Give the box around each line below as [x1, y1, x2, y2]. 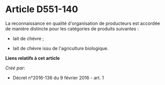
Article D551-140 [5, 4, 78, 15]
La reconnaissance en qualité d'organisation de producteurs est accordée [5, 20, 160, 26]
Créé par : [5, 65, 25, 71]
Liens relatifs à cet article [5, 55, 60, 61]
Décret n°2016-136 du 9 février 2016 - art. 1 [12, 74, 104, 80]
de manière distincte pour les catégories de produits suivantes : [5, 25, 139, 31]
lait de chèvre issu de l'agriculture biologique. [12, 45, 108, 51]
